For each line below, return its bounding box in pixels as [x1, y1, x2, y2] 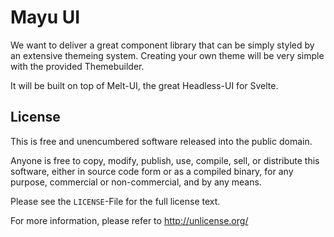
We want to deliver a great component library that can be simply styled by [10, 39, 315, 51]
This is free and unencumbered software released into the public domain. [10, 135, 313, 147]
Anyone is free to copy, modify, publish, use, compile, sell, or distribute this [10, 154, 320, 166]
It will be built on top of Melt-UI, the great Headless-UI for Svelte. [10, 79, 279, 91]
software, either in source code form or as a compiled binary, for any [10, 165, 294, 177]
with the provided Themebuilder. [10, 60, 145, 72]
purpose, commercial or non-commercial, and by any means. [10, 176, 262, 188]
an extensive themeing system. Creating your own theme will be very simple [10, 49, 325, 61]
